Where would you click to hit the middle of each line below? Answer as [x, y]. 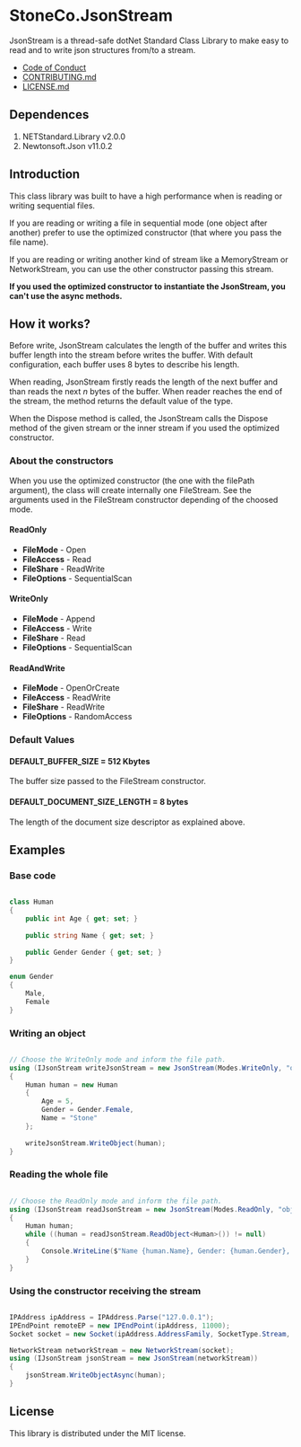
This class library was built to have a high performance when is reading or [146, 196]
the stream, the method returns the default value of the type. [121, 401]
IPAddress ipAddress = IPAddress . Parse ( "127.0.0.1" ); [112, 1317]
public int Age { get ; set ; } [82, 919]
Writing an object [48, 1033]
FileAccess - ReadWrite [66, 698]
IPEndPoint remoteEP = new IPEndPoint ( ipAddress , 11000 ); [120, 1326]
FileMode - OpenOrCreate [71, 688]
